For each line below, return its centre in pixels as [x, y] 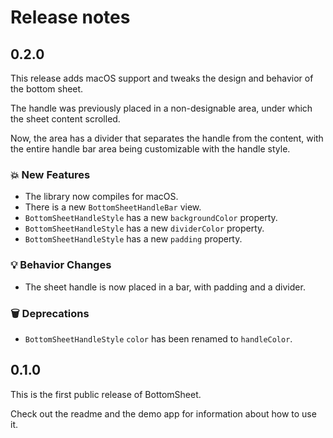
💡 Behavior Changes [61, 265]
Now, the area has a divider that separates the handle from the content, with [167, 138]
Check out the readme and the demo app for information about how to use [163, 413]
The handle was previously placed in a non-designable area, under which [161, 108]
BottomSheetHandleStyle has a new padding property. [133, 239]
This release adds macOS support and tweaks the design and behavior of [162, 78]
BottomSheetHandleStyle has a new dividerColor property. [144, 228]
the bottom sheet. [47, 89]
